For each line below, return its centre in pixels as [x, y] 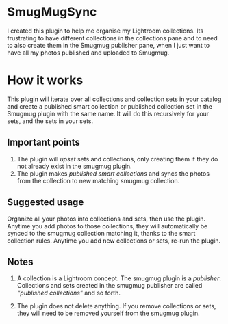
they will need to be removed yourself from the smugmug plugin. [108, 313]
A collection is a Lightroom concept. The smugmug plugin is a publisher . [119, 278]
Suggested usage [46, 202]
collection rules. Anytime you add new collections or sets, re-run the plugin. [114, 241]
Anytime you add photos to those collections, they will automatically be [107, 226]
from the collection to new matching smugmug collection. [98, 180]
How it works [45, 80]
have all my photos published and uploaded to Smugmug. [88, 53]
